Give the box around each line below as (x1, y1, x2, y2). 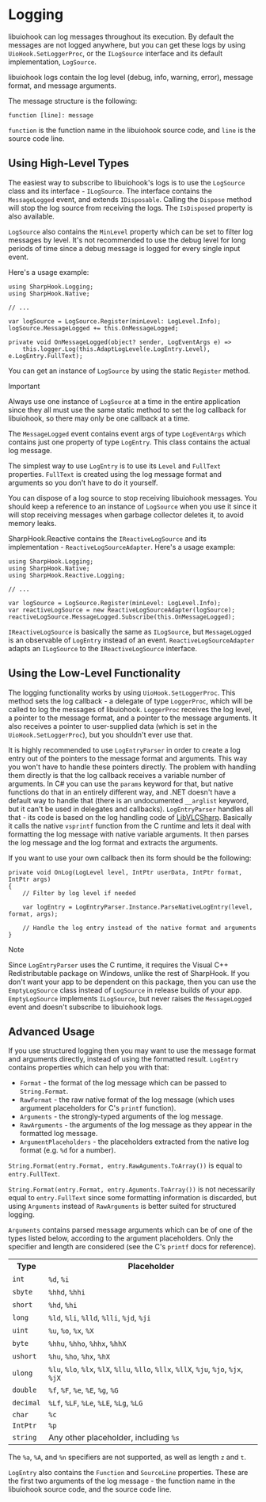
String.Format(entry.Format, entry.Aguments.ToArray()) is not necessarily (8, 1184, 256, 1194)
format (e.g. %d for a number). (19, 1146, 116, 1155)
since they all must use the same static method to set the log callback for (8, 405, 247, 414)
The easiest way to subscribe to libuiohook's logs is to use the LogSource (8, 177, 245, 187)
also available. (8, 212, 55, 221)
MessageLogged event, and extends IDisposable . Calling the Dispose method (8, 194, 252, 204)
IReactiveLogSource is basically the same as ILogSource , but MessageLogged (8, 627, 252, 636)
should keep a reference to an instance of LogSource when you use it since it (8, 501, 257, 511)
